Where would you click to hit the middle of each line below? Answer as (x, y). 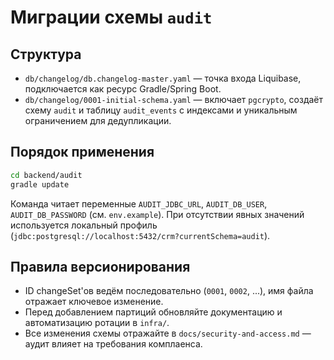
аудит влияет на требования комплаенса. (113, 344)
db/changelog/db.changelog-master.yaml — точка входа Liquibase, (163, 78)
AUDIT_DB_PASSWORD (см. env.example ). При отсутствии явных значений (157, 214)
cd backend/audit (46, 175)
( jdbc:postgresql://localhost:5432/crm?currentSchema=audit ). (140, 235)
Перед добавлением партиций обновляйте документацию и (153, 312)
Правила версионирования (100, 266)
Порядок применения (82, 152)
